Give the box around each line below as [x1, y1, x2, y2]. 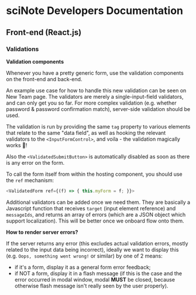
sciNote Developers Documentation [6, 4, 183, 18]
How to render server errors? [6, 228, 78, 235]
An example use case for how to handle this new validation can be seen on [6, 86, 187, 94]
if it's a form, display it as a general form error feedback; [14, 263, 151, 270]
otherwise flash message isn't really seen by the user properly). [14, 282, 169, 289]
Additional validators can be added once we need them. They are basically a [6, 199, 191, 206]
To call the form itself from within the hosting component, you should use [6, 171, 183, 178]
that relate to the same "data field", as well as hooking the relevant [6, 129, 166, 136]
